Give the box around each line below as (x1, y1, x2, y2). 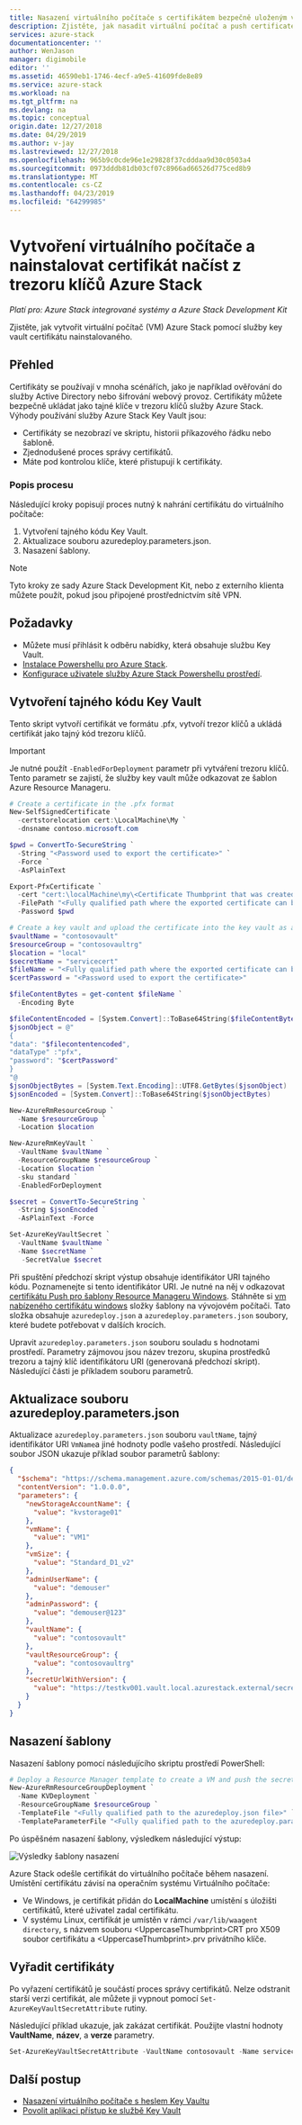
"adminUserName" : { (25, 1575, 99, 1584)
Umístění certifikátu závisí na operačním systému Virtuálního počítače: (9, 1877, 271, 1888)
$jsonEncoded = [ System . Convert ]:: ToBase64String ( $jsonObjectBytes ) (9, 1090, 271, 1099)
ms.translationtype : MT (9, 172, 99, 181)
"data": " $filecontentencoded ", (9, 1039, 130, 1049)
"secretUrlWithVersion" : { (25, 1676, 127, 1685)
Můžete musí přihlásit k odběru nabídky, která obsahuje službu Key (22, 639, 271, 650)
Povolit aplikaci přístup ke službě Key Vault (22, 2105, 182, 2116)
